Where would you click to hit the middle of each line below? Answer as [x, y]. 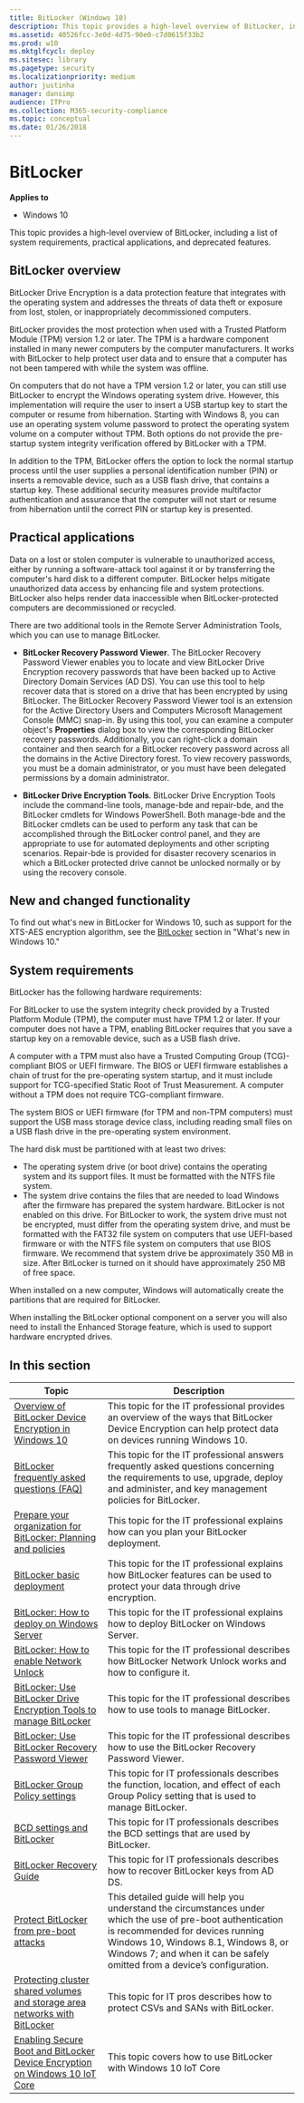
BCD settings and [51, 1828]
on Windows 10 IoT [55, 2074]
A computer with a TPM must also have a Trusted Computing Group [136, 1056]
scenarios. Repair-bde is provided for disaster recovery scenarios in [149, 852]
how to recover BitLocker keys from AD [190, 1871]
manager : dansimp [42, 93]
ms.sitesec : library [48, 60]
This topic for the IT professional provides [196, 1406]
